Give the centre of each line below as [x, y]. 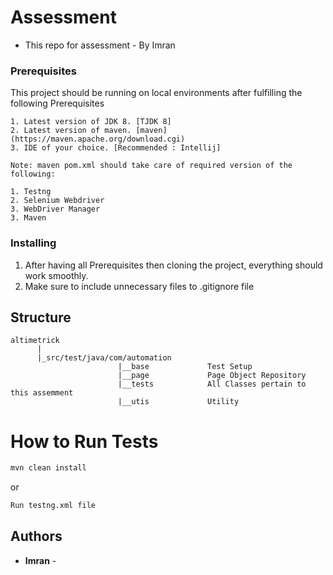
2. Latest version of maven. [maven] [89, 131]
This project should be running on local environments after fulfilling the [156, 93]
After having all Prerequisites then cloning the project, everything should [173, 265]
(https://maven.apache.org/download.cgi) [98, 139]
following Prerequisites [57, 103]
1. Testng [31, 192]
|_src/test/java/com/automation [104, 358]
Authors [36, 536]
